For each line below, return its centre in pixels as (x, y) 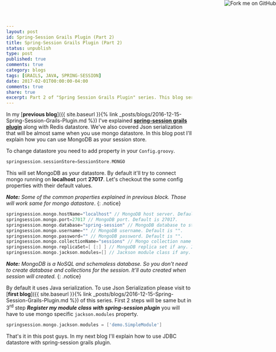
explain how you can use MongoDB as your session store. (76, 139)
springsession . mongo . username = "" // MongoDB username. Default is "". (95, 230)
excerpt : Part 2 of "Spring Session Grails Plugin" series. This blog (95, 97)
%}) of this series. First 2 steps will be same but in (131, 300)
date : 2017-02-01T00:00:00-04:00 (47, 81)
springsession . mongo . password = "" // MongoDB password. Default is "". (95, 236)
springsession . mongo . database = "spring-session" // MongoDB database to (96, 225)
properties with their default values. (49, 185)
